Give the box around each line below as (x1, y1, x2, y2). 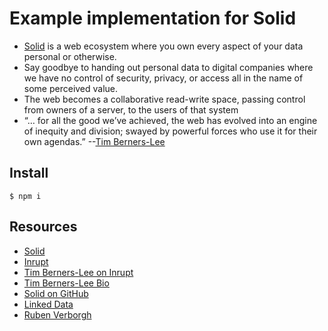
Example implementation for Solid (9, 7, 297, 30)
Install (9, 165, 49, 182)
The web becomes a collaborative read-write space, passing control (23, 93, 306, 105)
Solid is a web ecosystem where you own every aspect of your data (23, 40, 304, 52)
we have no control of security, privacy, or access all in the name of (23, 72, 304, 84)
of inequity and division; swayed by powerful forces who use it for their (23, 125, 318, 137)
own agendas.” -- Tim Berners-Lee (23, 135, 166, 147)
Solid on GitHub (23, 287, 89, 299)
